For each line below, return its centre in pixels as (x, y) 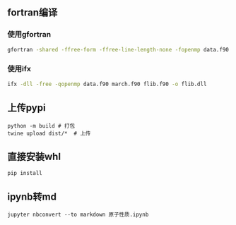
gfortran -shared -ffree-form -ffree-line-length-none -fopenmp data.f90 (118, 49)
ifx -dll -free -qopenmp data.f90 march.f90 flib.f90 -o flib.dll (107, 84)
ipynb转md (32, 196)
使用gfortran (29, 35)
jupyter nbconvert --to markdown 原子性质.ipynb (78, 215)
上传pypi (26, 108)
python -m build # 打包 (41, 126)
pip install (25, 174)
